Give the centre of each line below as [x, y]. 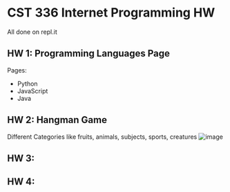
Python [27, 84]
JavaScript [32, 90]
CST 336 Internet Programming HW [111, 13]
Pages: [17, 70]
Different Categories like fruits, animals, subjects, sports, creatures [102, 137]
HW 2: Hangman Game [57, 120]
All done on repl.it [32, 32]
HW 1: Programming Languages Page [89, 54]
